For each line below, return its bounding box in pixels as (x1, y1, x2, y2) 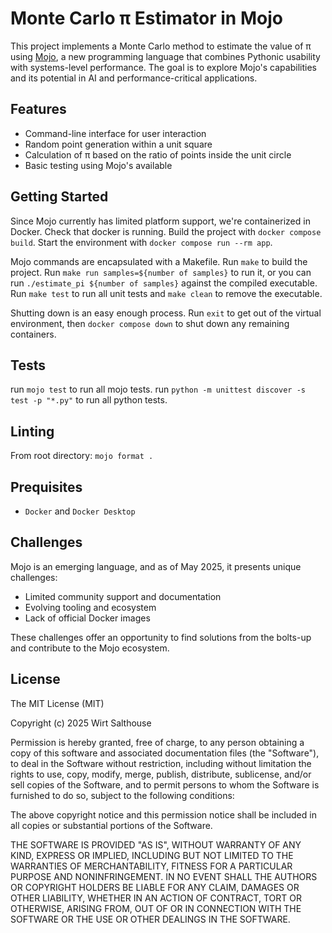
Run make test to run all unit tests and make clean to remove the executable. (10, 287, 323, 299)
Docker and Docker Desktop (24, 505, 136, 517)
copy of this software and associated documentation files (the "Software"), (10, 747, 320, 759)
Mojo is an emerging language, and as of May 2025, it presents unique (10, 560, 302, 572)
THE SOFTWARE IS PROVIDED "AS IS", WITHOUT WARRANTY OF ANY (10, 838, 302, 851)
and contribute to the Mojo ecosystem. (10, 642, 170, 654)
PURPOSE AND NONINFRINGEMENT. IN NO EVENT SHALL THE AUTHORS (10, 870, 318, 882)
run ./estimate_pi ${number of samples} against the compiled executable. (10, 277, 318, 289)
